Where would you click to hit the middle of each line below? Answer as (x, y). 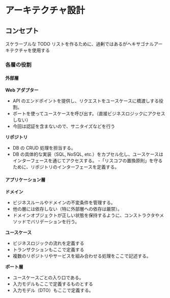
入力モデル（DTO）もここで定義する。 (53, 290)
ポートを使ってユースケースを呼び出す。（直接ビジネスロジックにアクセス (89, 114)
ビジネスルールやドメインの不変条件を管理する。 (64, 203)
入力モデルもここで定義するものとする (53, 284)
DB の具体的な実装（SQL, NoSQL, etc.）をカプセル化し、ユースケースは (88, 154)
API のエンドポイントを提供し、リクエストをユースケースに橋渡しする (86, 101)
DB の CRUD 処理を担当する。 (44, 148)
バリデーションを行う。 (55, 222)
